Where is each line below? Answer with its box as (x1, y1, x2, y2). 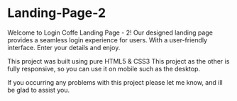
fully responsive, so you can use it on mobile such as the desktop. (7, 64, 201, 73)
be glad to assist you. (7, 85, 70, 94)
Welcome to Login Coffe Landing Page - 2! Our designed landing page (7, 28, 213, 37)
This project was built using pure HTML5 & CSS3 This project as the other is (7, 57, 230, 65)
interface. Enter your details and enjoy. (7, 43, 121, 52)
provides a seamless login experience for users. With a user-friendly (7, 35, 208, 44)
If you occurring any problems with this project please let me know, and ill (7, 78, 223, 86)
